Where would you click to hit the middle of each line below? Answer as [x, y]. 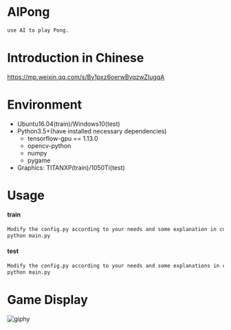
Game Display [47, 299]
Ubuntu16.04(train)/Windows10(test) [68, 124]
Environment [45, 104]
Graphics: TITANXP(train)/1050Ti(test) [71, 167]
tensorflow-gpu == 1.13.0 [63, 138]
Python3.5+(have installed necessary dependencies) [92, 131]
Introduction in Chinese [76, 58]
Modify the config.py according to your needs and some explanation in [112, 230]
